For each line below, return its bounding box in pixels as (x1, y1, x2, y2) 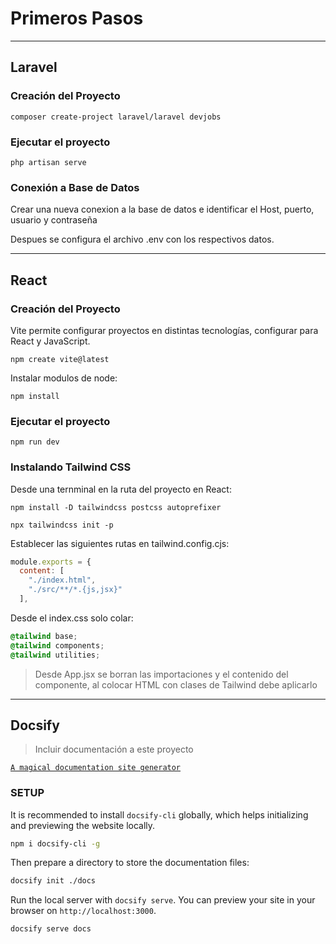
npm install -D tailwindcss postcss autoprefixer (10, 502, 222, 512)
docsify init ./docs (10, 876, 97, 886)
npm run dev (10, 437, 60, 447)
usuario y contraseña (10, 214, 98, 226)
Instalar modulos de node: (10, 372, 118, 384)
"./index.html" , (28, 575, 97, 586)
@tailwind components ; (10, 640, 105, 651)
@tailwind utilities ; (10, 650, 101, 660)
